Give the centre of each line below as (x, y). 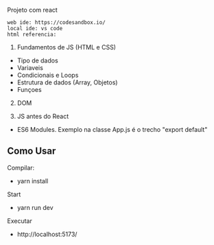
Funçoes (29, 90)
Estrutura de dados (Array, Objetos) (67, 82)
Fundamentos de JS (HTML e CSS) (67, 47)
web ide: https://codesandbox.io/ (57, 23)
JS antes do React (43, 116)
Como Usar (32, 151)
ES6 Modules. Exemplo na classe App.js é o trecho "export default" (112, 129)
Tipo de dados (37, 60)
